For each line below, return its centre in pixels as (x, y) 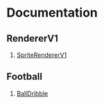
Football (25, 77)
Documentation (52, 13)
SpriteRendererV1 (42, 55)
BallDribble (32, 93)
